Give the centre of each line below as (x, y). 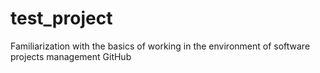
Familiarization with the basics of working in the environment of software (160, 46)
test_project (61, 18)
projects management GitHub (71, 56)
